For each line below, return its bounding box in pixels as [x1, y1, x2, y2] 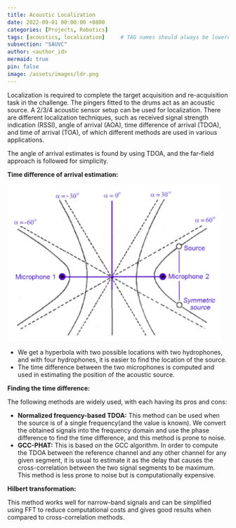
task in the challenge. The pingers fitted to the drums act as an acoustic [7, 98, 216, 107]
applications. [7, 136, 44, 144]
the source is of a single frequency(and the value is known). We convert [17, 418, 226, 427]
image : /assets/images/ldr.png [7, 70, 99, 77]
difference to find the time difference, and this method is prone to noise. [17, 433, 226, 442]
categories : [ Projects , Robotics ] [7, 26, 109, 33]
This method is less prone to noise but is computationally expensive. [17, 470, 216, 479]
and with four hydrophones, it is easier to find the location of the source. [17, 355, 227, 364]
